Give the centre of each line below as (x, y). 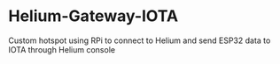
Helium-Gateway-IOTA (93, 16)
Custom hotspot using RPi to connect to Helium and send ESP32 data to (140, 40)
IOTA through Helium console (62, 49)
